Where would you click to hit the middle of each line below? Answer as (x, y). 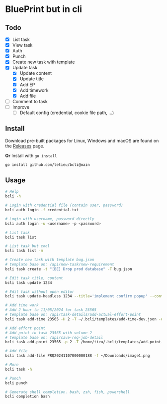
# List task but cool (28, 246)
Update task (25, 68)
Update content (36, 73)
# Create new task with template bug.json (50, 260)
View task (22, 45)
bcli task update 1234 (29, 282)
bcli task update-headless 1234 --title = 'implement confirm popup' (77, 296)
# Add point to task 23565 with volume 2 (49, 333)
